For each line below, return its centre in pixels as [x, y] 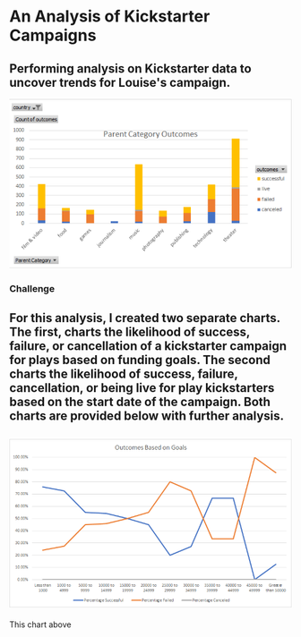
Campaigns [53, 35]
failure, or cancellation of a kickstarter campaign [148, 346]
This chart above [40, 624]
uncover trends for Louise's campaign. [120, 82]
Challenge [32, 289]
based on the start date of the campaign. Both [140, 401]
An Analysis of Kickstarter [110, 17]
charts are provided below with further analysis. [147, 416]
